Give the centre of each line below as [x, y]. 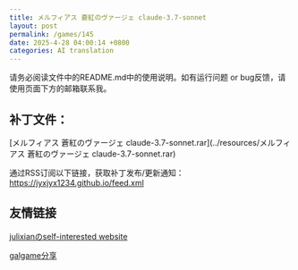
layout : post [34, 26]
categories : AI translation [62, 51]
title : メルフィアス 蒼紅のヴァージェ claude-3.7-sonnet [108, 17]
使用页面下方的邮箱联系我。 [60, 89]
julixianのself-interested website [68, 236]
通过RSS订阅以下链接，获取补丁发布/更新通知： [97, 173]
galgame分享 [33, 255]
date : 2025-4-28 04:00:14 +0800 [69, 42]
